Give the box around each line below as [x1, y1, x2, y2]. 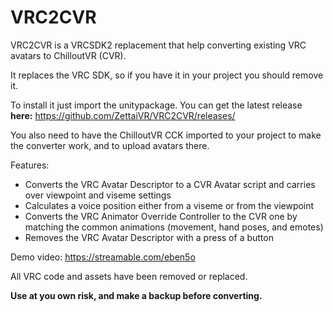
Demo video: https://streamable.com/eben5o [10, 251, 196, 263]
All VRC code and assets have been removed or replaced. [10, 270, 248, 282]
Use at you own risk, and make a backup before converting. [10, 289, 263, 301]
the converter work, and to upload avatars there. [10, 139, 210, 151]
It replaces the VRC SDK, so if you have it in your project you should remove [10, 69, 324, 81]
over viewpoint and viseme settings [24, 189, 172, 201]
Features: [10, 159, 50, 171]
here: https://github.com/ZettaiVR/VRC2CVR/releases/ [10, 109, 236, 121]
